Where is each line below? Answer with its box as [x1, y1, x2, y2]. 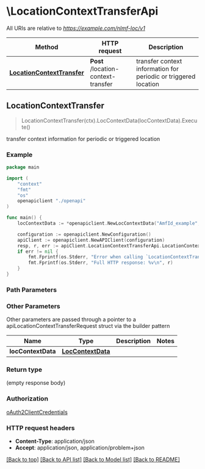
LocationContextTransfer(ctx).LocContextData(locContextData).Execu [21, 117, 198, 124]
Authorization [6, 394, 49, 403]
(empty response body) [6, 379, 66, 387]
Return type [6, 365, 43, 374]
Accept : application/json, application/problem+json [15, 444, 145, 451]
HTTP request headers [6, 423, 75, 432]
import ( [6, 175, 29, 181]
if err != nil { [17, 249, 59, 255]
